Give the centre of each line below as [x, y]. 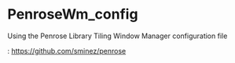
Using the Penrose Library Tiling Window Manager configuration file [117, 36]
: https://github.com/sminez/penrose [67, 51]
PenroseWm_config [73, 14]
